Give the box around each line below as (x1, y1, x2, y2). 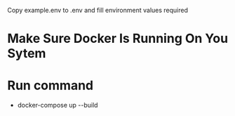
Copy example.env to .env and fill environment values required (7, 6, 188, 14)
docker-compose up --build (17, 101, 98, 110)
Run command (7, 77, 93, 94)
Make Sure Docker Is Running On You (7, 31, 229, 46)
